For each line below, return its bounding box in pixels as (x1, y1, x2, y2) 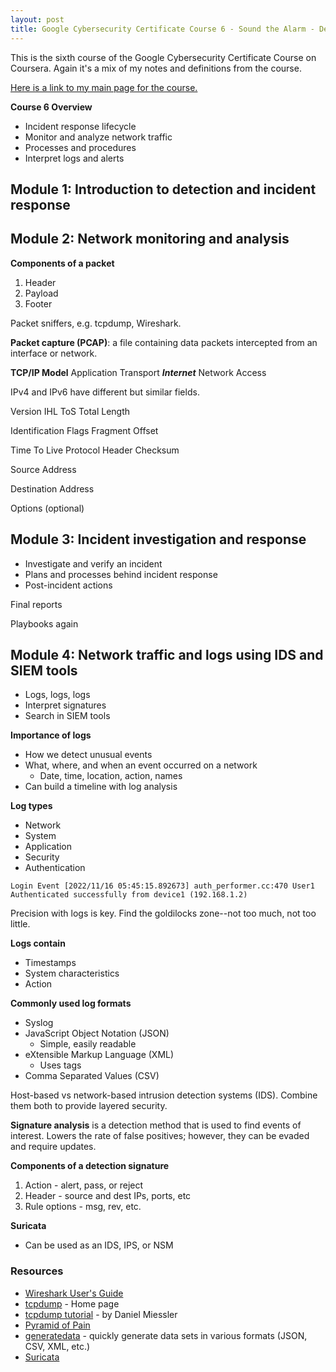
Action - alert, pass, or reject (24, 1179, 144, 1191)
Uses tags (39, 1059, 82, 1071)
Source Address (10, 463, 77, 475)
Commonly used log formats (10, 997, 132, 1010)
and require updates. (10, 1141, 97, 1153)
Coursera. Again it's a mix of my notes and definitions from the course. (10, 62, 302, 74)
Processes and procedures (24, 141, 137, 153)
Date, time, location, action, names (39, 770, 183, 782)
